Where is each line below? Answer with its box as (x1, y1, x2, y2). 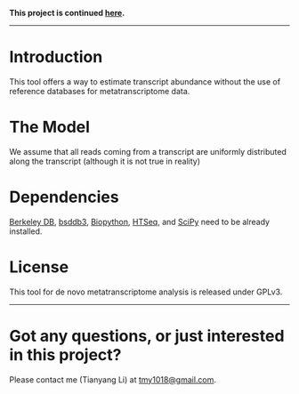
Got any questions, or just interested (9, 326, 285, 346)
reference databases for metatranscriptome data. (9, 85, 190, 96)
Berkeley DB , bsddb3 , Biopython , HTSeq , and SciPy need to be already (9, 216, 270, 227)
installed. (9, 226, 43, 237)
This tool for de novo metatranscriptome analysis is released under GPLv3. (9, 286, 283, 297)
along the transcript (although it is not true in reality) (9, 156, 200, 166)
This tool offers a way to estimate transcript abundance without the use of (9, 76, 281, 87)
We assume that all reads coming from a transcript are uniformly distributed (9, 146, 287, 157)
